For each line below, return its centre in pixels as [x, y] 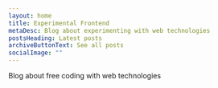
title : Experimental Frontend [59, 23]
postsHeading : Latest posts [56, 38]
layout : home [30, 16]
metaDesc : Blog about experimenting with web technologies [109, 30]
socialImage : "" [35, 53]
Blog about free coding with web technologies [85, 76]
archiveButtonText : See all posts [66, 46]
